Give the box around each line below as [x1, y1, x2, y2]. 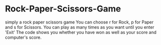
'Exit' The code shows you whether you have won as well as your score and [5, 29, 157, 35]
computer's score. [5, 34, 42, 40]
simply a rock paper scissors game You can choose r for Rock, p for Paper [5, 19, 154, 25]
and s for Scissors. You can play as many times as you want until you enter [5, 24, 154, 30]
